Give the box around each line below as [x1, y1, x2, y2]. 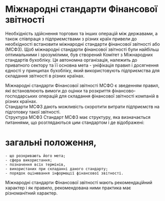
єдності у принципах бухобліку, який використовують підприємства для [5, 67, 160, 73]
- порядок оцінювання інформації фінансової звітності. [5, 171, 124, 176]
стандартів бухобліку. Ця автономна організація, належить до [5, 57, 138, 63]
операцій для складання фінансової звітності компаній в [38, 93, 159, 99]
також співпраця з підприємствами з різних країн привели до [5, 36, 137, 42]
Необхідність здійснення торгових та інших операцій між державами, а [5, 30, 158, 36]
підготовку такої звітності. [5, 108, 61, 115]
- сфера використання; [5, 158, 52, 163]
